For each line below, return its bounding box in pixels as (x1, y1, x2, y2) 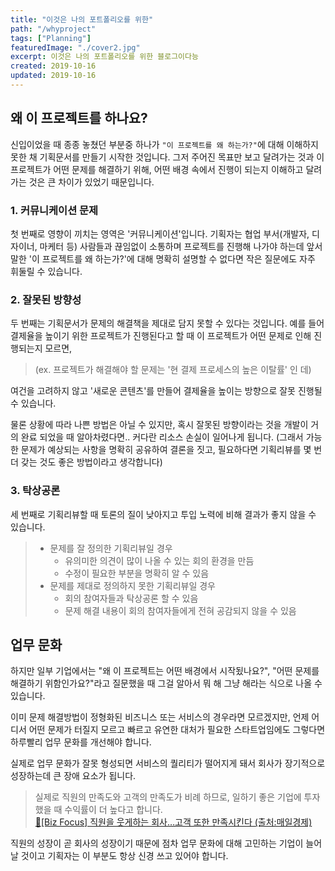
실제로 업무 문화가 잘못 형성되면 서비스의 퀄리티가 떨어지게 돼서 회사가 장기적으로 (10, 757, 326, 770)
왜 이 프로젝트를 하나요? (10, 110, 148, 127)
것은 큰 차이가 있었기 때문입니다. (28, 176, 155, 188)
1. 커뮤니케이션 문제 (10, 203, 99, 217)
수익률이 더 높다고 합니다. (64, 804, 163, 816)
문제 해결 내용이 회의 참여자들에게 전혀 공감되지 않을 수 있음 (64, 604, 297, 616)
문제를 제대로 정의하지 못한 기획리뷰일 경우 (49, 579, 217, 591)
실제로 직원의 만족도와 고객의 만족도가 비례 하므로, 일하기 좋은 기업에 (34, 791, 302, 803)
